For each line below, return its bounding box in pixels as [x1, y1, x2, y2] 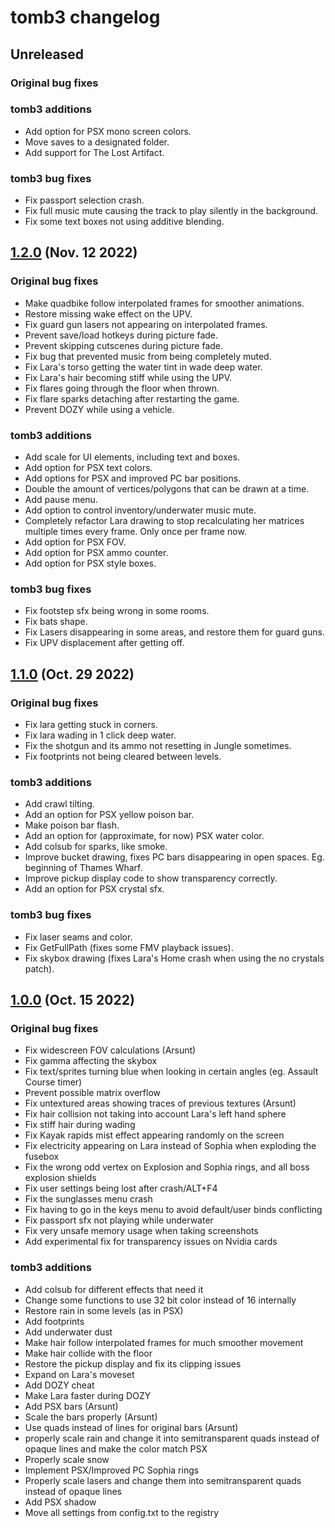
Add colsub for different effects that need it [24, 1283, 204, 1295]
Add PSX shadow [24, 1496, 97, 1508]
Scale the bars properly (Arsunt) [24, 1411, 158, 1423]
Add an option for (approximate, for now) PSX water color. [24, 830, 265, 842]
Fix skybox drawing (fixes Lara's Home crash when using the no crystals [24, 952, 325, 964]
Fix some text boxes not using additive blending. [24, 216, 225, 228]
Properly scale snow [24, 1453, 110, 1465]
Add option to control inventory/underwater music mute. [24, 504, 257, 516]
